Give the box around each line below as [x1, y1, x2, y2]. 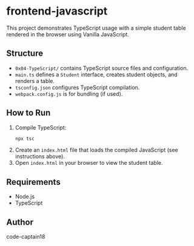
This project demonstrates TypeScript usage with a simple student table [6, 24, 186, 32]
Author [6, 217, 33, 227]
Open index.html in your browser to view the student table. [15, 159, 163, 167]
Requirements [6, 177, 61, 187]
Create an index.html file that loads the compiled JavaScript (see [15, 147, 178, 154]
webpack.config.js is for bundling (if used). [15, 90, 123, 98]
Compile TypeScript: [15, 124, 67, 131]
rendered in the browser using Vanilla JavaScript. [6, 30, 129, 38]
